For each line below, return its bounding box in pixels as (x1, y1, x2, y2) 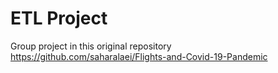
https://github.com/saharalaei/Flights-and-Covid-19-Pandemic (10, 50, 268, 62)
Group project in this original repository (10, 40, 172, 52)
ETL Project (10, 7, 108, 30)
